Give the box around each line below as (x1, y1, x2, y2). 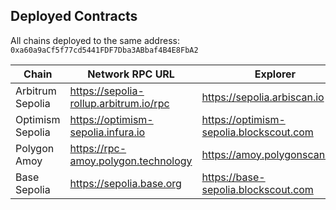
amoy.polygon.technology (69, 154, 193, 168)
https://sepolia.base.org (69, 176, 182, 190)
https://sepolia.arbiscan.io (201, 90, 325, 104)
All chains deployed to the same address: (10, 34, 180, 46)
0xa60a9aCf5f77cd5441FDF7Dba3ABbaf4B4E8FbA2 (10, 45, 199, 55)
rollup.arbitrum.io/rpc (69, 96, 170, 110)
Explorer (254, 67, 297, 81)
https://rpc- (69, 141, 127, 155)
